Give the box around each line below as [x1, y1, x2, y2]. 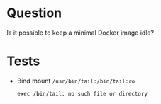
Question [6, 5, 62, 21]
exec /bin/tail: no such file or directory [16, 90, 148, 97]
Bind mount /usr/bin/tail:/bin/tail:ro [16, 76, 135, 85]
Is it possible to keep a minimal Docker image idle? [6, 28, 154, 37]
